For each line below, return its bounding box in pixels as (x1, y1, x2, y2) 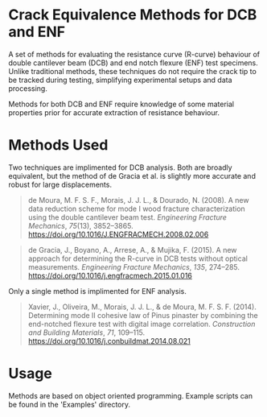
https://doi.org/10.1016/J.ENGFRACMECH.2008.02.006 (27, 229, 209, 239)
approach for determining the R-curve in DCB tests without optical (27, 254, 248, 263)
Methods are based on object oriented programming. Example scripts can (8, 390, 253, 400)
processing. (8, 83, 48, 93)
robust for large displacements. (8, 180, 113, 189)
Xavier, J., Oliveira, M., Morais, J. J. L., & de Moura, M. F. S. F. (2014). (27, 302, 257, 312)
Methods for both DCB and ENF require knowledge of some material (8, 99, 235, 109)
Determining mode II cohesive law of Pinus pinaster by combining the (27, 310, 259, 320)
